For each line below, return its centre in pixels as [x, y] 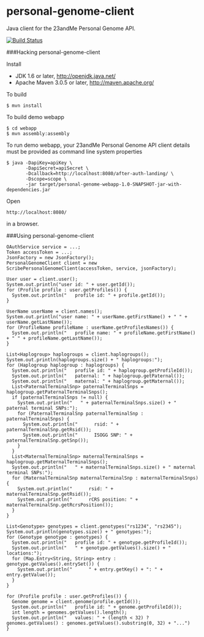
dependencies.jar [28, 190]
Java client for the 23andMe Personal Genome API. [71, 28]
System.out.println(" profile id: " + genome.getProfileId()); [97, 607]
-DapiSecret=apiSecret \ [57, 168]
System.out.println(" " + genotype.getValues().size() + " [92, 548]
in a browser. [23, 224]
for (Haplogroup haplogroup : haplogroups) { [65, 365]
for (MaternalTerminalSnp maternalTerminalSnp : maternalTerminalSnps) [105, 478]
